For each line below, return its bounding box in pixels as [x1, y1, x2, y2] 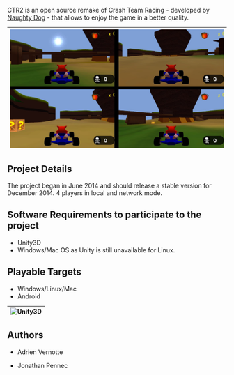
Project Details [7, 163, 72, 175]
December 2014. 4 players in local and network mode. [7, 189, 162, 197]
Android [17, 292, 40, 300]
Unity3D [17, 238, 42, 247]
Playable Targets [7, 266, 81, 278]
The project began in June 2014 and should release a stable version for [7, 181, 212, 190]
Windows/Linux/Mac [17, 284, 77, 293]
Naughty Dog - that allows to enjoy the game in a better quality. [7, 13, 189, 22]
